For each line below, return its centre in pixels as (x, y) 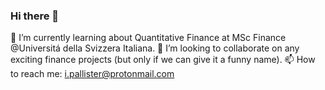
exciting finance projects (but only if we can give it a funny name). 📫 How (163, 60)
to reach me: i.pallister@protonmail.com (92, 74)
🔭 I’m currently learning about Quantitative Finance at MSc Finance (148, 38)
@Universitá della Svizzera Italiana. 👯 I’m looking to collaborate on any (155, 48)
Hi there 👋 (35, 16)
